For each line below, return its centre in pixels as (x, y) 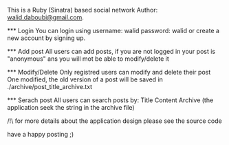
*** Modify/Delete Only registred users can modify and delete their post (109, 72)
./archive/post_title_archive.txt (50, 87)
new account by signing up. (46, 38)
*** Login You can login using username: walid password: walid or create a (113, 31)
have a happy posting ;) (41, 134)
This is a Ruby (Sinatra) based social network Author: (83, 10)
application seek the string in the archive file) (71, 107)
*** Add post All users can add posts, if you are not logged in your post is (111, 51)
